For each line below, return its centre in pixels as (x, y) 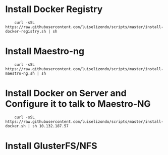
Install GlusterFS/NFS (51, 146)
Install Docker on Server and (66, 93)
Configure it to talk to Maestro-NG (78, 104)
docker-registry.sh (26, 31)
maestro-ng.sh (20, 73)
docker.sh (16, 126)
